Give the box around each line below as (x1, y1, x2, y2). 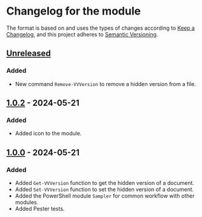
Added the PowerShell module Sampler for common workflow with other (15, 192, 195, 199)
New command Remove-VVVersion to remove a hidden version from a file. (15, 80, 196, 87)
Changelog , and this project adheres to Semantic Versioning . (6, 30, 158, 38)
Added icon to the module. (15, 130, 82, 137)
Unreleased (6, 48, 52, 59)
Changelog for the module (6, 4, 141, 18)
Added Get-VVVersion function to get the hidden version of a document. (15, 179, 195, 186)
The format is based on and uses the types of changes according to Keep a (6, 24, 195, 32)
